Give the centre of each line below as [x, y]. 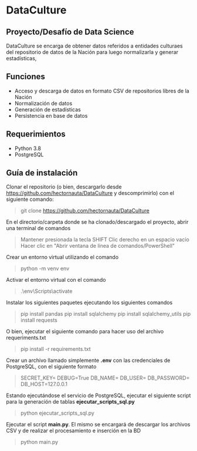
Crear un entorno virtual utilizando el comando [62, 257]
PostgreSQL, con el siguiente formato [51, 367]
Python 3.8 [28, 148]
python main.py [39, 442]
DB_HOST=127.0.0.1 [44, 384]
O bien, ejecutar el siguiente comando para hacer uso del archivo [85, 332]
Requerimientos [36, 134]
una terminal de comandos [38, 228]
